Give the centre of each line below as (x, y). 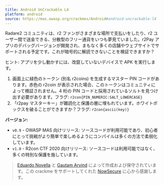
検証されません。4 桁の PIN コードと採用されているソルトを (85, 91)
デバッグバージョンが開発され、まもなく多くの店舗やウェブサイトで (86, 46)
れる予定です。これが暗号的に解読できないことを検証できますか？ (88, 52)
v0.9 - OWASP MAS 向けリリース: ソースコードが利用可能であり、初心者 (85, 130)
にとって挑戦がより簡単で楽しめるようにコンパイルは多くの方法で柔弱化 (85, 136)
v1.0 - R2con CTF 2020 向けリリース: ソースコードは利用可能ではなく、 (85, 149)
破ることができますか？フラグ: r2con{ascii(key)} (79, 109)
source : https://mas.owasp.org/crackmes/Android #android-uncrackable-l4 (81, 19)
